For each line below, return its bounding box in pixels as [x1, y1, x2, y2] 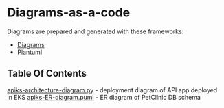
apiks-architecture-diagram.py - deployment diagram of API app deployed [7, 85, 218, 94]
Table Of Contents [7, 68, 87, 79]
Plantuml [16, 48, 43, 56]
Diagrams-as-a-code [7, 5, 131, 21]
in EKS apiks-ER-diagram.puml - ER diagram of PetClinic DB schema [7, 93, 201, 101]
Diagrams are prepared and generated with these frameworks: [7, 27, 184, 36]
